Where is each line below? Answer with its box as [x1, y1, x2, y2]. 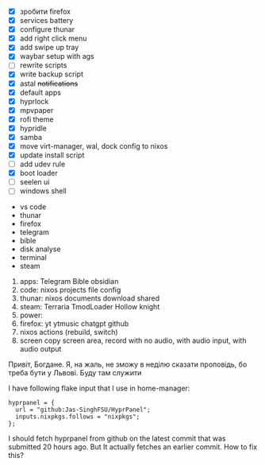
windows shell [19, 186, 67, 196]
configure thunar [19, 25, 75, 34]
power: [19, 310, 44, 320]
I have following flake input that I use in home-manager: [8, 383, 190, 393]
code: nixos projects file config [19, 285, 121, 295]
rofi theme [19, 115, 54, 124]
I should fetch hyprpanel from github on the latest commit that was [8, 433, 226, 444]
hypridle [19, 123, 48, 133]
